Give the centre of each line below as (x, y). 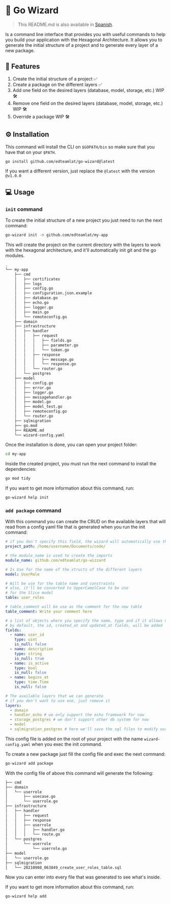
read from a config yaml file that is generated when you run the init (75, 527)
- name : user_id (27, 635)
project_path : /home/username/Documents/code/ (55, 547)
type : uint (26, 640)
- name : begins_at (30, 677)
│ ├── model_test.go (38, 407)
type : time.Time (32, 682)
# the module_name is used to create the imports (59, 556)
